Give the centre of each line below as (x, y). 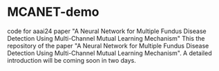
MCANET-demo (53, 12)
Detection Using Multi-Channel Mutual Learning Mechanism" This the (106, 38)
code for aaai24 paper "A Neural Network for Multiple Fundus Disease (107, 31)
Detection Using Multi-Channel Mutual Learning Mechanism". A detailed (109, 53)
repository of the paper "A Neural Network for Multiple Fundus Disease (108, 45)
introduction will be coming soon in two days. (72, 60)
